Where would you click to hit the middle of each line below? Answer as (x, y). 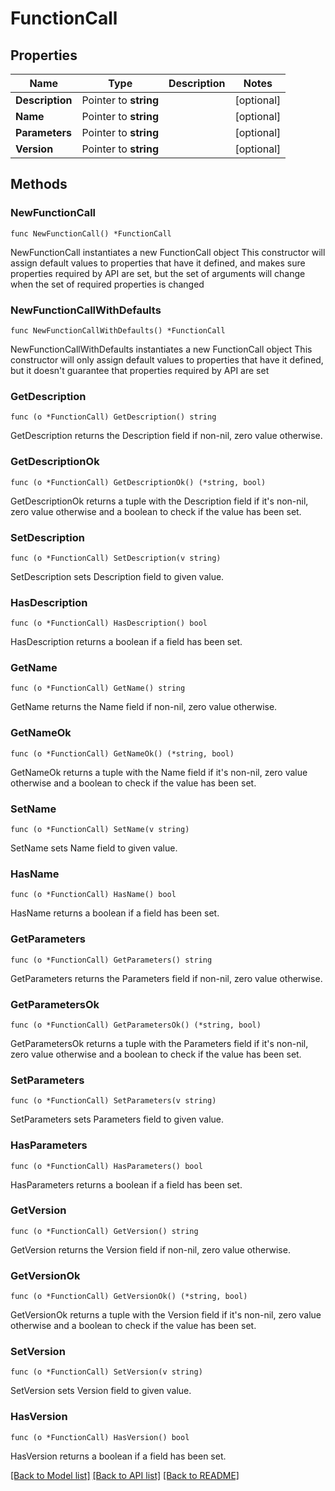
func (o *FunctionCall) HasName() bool (93, 895)
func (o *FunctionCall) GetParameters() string (111, 960)
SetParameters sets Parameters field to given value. (117, 1119)
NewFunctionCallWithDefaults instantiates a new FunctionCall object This (161, 349)
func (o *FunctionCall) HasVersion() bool (100, 1437)
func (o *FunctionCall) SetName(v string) (100, 830)
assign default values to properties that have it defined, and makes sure (158, 263)
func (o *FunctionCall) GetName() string (98, 688)
